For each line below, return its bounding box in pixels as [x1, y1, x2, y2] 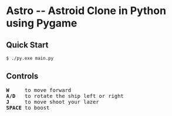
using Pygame [6, 16, 77, 30]
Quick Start [6, 40, 49, 50]
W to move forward [6, 87, 72, 93]
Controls [6, 71, 39, 81]
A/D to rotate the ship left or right [6, 93, 124, 99]
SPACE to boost [6, 104, 50, 111]
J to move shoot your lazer [6, 98, 99, 105]
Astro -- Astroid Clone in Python [6, 4, 166, 18]
